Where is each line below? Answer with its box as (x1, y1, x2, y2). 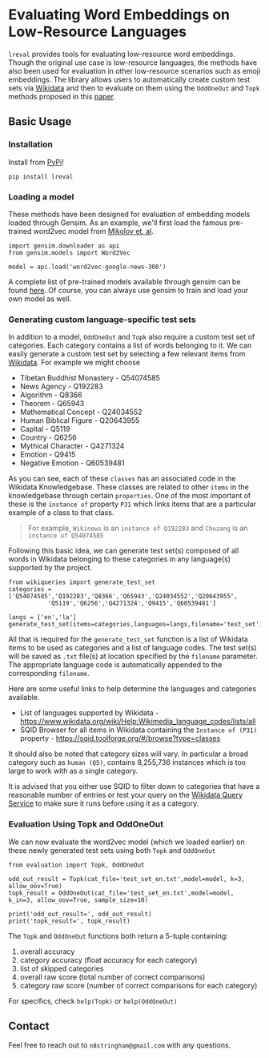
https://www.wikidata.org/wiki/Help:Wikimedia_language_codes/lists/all (19, 717, 256, 726)
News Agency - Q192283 (19, 382, 104, 392)
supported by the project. (8, 563, 93, 573)
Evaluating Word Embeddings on (8, 6, 231, 24)
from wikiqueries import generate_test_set (8, 578, 156, 586)
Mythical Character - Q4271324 (19, 441, 125, 451)
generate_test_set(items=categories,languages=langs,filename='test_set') (8, 621, 263, 629)
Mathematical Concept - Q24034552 (19, 407, 143, 417)
